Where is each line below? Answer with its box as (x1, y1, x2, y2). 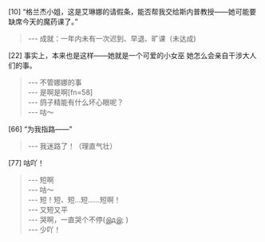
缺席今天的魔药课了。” (8, 17, 78, 26)
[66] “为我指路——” (8, 124, 73, 134)
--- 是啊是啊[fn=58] (27, 88, 93, 97)
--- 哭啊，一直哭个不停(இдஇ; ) (27, 215, 129, 224)
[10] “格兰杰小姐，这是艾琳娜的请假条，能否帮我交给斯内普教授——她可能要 (8, 7, 257, 16)
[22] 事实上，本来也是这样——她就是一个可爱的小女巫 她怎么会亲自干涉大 (8, 51, 250, 60)
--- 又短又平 (27, 205, 69, 214)
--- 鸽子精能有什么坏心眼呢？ (27, 98, 125, 107)
